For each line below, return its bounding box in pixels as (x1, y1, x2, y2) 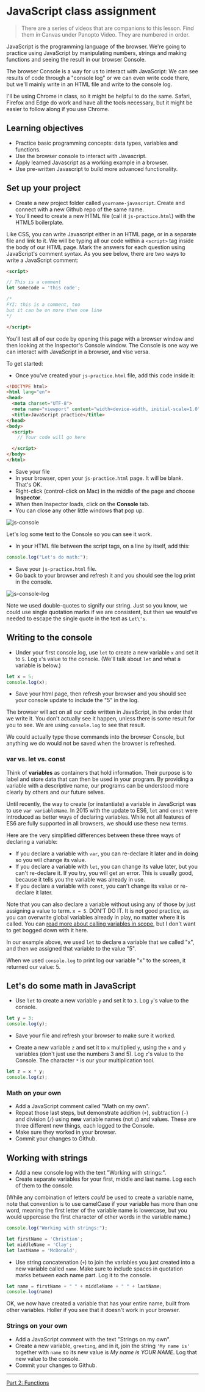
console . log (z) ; (6, 1075, 48, 1081)
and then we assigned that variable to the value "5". (6, 944, 136, 952)
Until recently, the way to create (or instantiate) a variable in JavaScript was (6, 800, 196, 807)
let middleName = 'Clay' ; (6, 1241, 72, 1248)
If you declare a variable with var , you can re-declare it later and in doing (15, 850, 198, 857)
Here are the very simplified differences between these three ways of (6, 832, 181, 839)
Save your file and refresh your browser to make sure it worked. (15, 1032, 176, 1039)
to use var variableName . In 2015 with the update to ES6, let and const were (6, 807, 198, 814)
